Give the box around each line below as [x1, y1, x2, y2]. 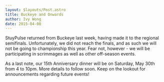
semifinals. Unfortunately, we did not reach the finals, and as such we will [5, 40, 156, 46]
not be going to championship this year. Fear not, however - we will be [5, 45, 150, 51]
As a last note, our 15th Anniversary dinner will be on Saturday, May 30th [5, 60, 155, 66]
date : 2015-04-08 [5, 21, 41, 26]
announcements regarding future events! [5, 71, 89, 77]
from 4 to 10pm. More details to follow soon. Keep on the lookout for [5, 66, 146, 72]
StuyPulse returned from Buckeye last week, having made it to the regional [5, 35, 159, 41]
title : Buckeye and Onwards [5, 12, 64, 17]
